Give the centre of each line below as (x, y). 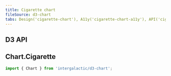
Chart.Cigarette (31, 57)
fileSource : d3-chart (28, 15)
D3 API (16, 40)
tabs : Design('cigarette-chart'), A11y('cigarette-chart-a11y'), (76, 19)
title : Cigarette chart (31, 10)
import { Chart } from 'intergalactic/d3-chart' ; (59, 68)
